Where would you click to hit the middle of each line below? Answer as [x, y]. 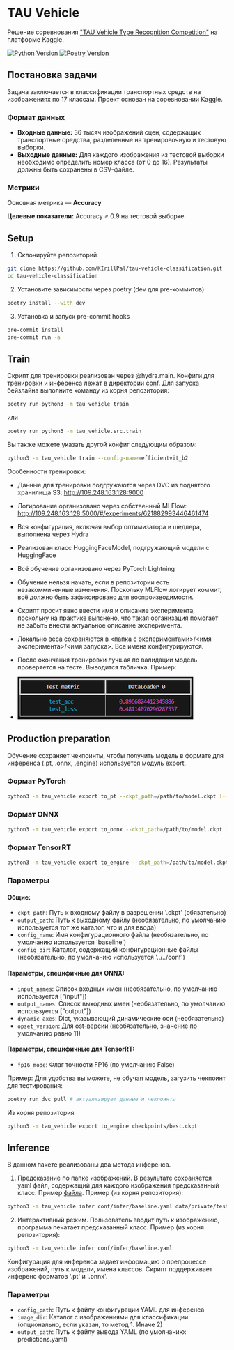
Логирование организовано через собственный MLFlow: [102, 506]
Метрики [23, 188]
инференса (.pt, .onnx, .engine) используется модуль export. [97, 763]
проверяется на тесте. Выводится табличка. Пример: [97, 667]
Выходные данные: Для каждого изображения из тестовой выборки [120, 155]
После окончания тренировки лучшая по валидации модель [107, 660]
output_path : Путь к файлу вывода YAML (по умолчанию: [102, 1332]
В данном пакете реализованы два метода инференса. [89, 1165]
